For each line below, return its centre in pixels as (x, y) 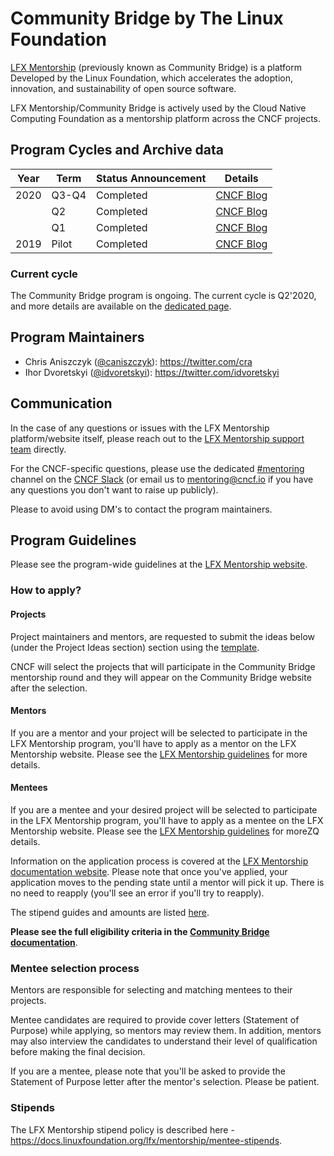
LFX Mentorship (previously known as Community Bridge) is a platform (156, 67)
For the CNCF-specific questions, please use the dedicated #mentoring (157, 468)
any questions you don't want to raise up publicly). (114, 489)
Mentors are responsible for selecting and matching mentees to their (151, 990)
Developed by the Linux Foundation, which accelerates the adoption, (151, 78)
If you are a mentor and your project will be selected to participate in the (159, 733)
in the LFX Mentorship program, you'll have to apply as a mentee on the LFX (167, 821)
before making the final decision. (78, 1052)
